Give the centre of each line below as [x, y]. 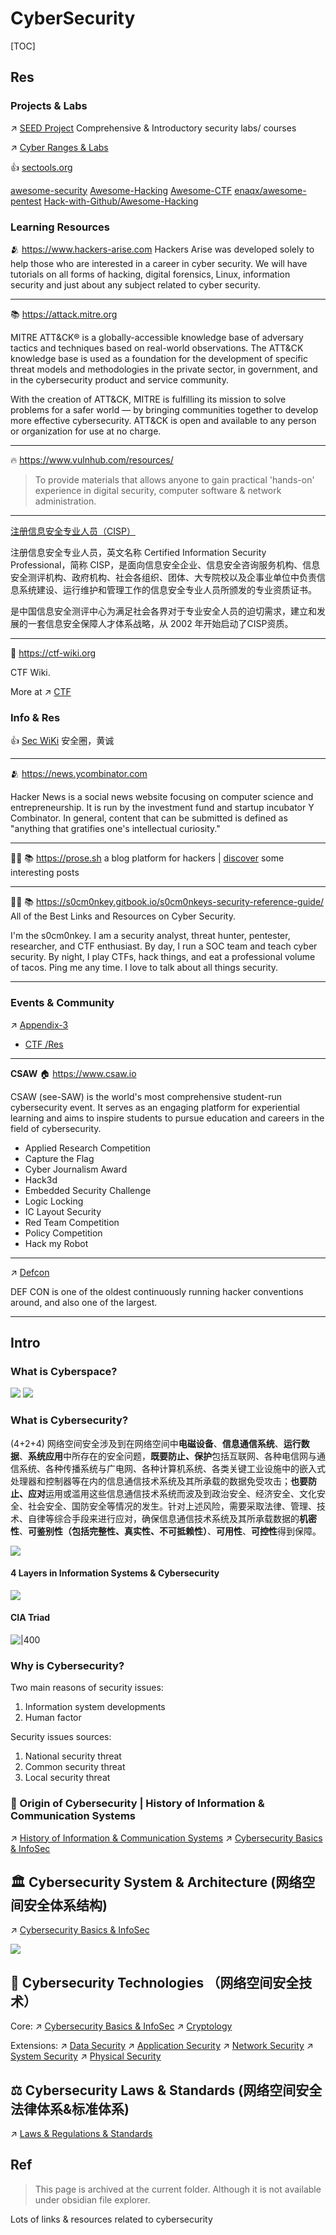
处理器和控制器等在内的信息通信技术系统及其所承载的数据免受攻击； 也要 [159, 1481]
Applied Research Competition [88, 1148]
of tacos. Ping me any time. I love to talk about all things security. [144, 968]
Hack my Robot [56, 1243]
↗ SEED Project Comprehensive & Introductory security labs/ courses [153, 128]
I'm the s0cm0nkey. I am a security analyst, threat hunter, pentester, [150, 936]
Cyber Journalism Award [76, 1169]
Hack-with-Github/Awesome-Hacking [121, 201]
